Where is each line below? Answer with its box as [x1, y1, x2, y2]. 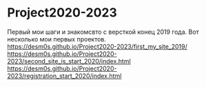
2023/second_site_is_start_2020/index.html [7, 57, 131, 65]
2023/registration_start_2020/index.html [7, 71, 122, 80]
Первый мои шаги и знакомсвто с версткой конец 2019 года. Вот [7, 28, 200, 36]
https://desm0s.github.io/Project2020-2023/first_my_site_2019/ [7, 42, 187, 50]
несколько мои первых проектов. [7, 35, 107, 43]
